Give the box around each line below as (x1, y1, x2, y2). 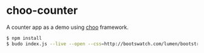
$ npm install (6, 35, 42, 41)
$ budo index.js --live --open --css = (6, 40, 104, 47)
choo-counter (6, 4, 78, 17)
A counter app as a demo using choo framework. (6, 23, 129, 31)
